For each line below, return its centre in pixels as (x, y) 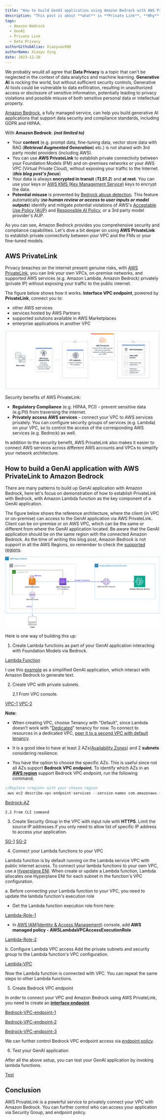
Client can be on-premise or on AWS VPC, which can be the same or (74, 524)
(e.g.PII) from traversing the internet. (49, 412)
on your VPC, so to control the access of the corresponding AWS (78, 428)
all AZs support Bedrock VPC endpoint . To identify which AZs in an (81, 768)
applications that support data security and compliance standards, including (82, 118)
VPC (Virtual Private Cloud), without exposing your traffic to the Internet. (85, 168)
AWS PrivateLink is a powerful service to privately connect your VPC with (79, 1102)
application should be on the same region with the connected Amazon (76, 534)
